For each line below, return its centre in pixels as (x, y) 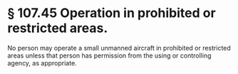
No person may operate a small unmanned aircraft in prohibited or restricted (119, 48)
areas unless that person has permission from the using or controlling (109, 55)
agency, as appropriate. (42, 63)
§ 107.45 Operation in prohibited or (112, 13)
